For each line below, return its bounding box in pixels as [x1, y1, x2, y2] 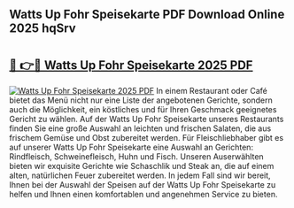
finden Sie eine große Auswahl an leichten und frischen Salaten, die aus [9, 123, 272, 134]
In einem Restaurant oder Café [156, 86, 268, 96]
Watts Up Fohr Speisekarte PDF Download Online [9, 7, 285, 22]
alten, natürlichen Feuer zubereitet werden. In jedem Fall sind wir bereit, [9, 170, 272, 181]
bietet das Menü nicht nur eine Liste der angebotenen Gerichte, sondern [9, 95, 273, 105]
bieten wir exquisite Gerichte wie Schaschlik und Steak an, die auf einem [9, 161, 275, 171]
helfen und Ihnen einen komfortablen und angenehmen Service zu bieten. [9, 189, 278, 199]
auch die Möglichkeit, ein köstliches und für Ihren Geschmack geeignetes [9, 104, 277, 114]
